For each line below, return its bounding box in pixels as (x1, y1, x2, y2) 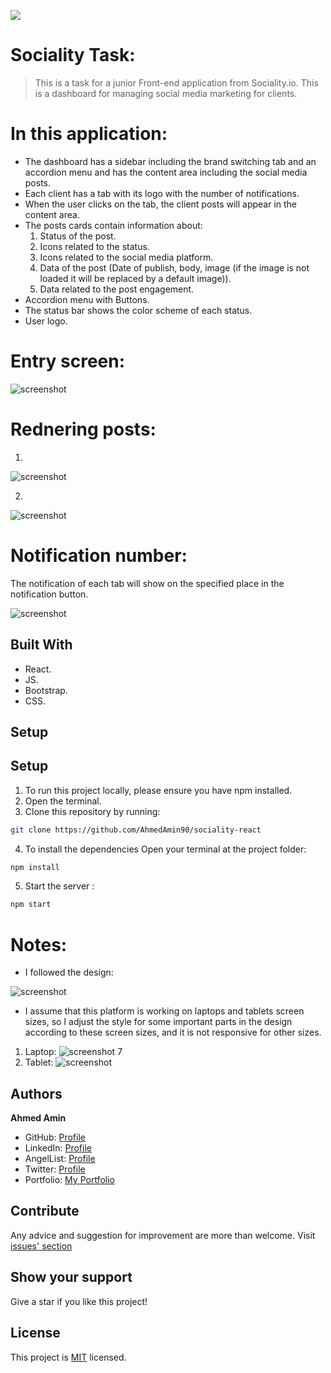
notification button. (10, 588, 89, 600)
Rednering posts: (10, 418, 157, 440)
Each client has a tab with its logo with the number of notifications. (24, 187, 300, 199)
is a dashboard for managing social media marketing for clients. (34, 87, 298, 99)
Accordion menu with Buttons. (24, 293, 150, 305)
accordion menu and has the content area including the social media (24, 166, 308, 178)
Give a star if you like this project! (10, 1295, 148, 1307)
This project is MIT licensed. (10, 1351, 127, 1363)
